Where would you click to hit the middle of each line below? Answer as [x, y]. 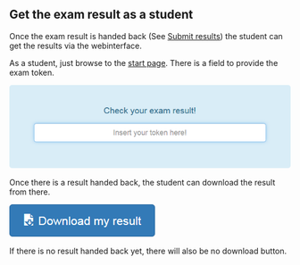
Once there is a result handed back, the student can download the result [142, 182]
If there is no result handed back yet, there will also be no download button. [148, 251]
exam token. [32, 72]
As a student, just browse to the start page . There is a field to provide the [144, 62]
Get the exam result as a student [101, 15]
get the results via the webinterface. [76, 46]
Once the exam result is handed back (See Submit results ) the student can [146, 36]
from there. [30, 192]
